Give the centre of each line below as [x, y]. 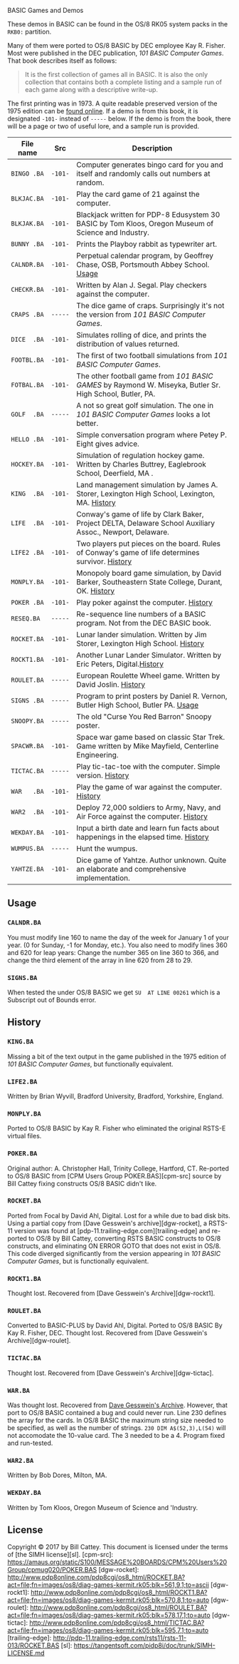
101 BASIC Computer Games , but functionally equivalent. [90, 1064]
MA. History [96, 502]
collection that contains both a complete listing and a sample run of [123, 82]
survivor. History [104, 561]
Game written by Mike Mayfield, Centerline [148, 746]
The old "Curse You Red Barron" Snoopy [144, 716]
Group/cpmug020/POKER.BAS [52, 1570]
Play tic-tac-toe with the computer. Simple [148, 766]
